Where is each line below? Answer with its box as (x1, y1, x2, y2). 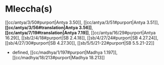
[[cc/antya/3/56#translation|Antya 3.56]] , (5, 24, 93, 30)
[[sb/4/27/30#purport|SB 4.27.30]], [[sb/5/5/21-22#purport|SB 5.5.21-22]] (5, 40, 155, 46)
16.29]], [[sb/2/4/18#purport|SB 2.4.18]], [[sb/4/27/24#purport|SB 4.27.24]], (5, 35, 159, 41)
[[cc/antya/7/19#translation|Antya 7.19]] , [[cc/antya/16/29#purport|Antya (5, 30, 156, 35)
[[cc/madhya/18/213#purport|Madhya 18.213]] (12, 54, 105, 60)
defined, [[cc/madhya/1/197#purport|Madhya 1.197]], (12, 49, 118, 55)
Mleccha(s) (5, 3, 52, 15)
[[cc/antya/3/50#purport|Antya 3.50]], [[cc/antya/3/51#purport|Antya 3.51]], (5, 19, 159, 25)
